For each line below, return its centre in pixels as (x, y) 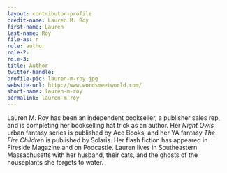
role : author (26, 46)
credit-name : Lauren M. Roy (48, 20)
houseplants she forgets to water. (55, 162)
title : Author (28, 66)
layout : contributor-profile (50, 14)
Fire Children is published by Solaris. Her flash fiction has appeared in (108, 140)
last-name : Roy (29, 33)
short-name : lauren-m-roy (45, 91)
